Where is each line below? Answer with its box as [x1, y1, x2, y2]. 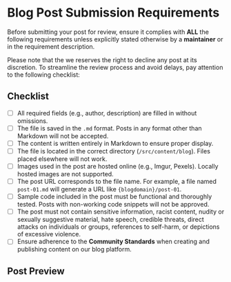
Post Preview [7, 265, 65, 277]
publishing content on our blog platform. [17, 245, 132, 254]
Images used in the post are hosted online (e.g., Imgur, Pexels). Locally [17, 162, 219, 170]
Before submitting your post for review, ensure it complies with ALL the [7, 28, 209, 36]
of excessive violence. [17, 230, 81, 238]
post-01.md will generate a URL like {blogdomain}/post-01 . [17, 185, 182, 194]
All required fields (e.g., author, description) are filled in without [17, 109, 197, 117]
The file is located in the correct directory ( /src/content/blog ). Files [17, 147, 210, 155]
